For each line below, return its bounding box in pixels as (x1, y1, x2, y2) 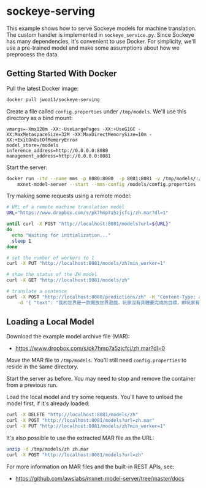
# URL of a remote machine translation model (6, 204, 124, 210)
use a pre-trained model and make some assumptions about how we (6, 44, 180, 51)
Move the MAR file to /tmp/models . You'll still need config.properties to (6, 357, 187, 364)
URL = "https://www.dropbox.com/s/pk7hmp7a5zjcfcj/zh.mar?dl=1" (6, 210, 169, 216)
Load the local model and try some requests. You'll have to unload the (6, 394, 183, 401)
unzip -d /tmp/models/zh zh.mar (6, 446, 89, 452)
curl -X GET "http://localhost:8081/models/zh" (6, 277, 131, 283)
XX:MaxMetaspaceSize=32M (6, 131, 70, 137)
